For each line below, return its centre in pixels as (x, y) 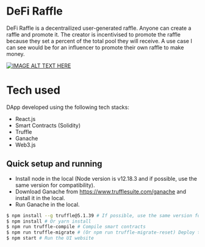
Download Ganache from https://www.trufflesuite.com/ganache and (101, 191)
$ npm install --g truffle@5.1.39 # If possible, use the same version (99, 215)
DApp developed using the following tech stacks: (68, 107)
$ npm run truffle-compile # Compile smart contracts (76, 227)
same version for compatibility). (55, 185)
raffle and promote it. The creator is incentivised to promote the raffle (94, 34)
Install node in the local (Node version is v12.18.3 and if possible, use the (106, 178)
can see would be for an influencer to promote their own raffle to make (95, 47)
